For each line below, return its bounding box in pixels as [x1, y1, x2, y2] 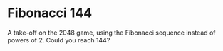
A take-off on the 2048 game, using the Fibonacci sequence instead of [7, 28, 216, 37]
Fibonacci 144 [7, 5, 93, 21]
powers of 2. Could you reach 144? [7, 35, 110, 44]
